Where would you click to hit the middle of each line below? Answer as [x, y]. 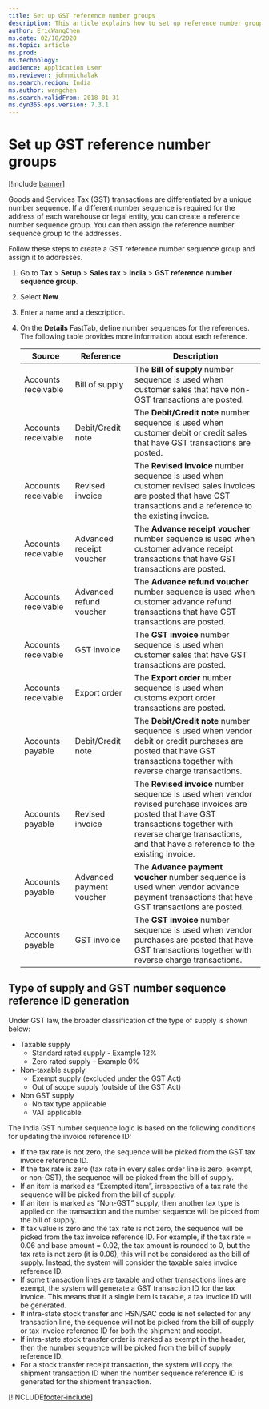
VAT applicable [56, 1112]
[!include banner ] [37, 184]
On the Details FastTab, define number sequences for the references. [134, 328]
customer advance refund [183, 602]
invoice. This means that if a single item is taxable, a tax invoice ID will [135, 1296]
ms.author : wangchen [43, 90]
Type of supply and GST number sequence [117, 988]
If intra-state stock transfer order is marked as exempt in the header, [133, 1339]
